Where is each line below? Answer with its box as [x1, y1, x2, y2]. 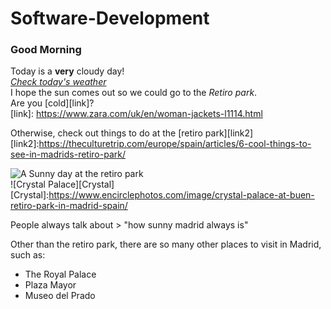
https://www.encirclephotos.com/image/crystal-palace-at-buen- [48, 189, 315, 201]
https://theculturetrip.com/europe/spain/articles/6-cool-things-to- [38, 138, 312, 150]
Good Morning [10, 43, 82, 57]
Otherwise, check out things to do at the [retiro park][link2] [10, 127, 254, 139]
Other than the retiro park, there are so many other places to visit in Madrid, [10, 238, 322, 251]
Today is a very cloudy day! [10, 65, 125, 77]
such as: [10, 249, 46, 261]
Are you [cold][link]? [10, 97, 95, 109]
